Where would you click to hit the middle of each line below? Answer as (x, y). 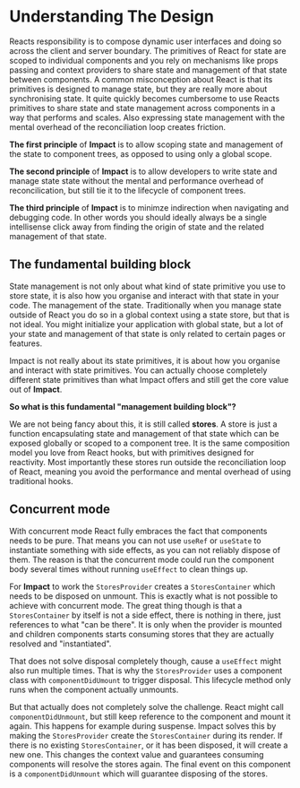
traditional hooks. (41, 481)
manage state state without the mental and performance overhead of (137, 180)
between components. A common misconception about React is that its (141, 79)
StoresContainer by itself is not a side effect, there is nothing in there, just (145, 615)
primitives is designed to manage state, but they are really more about (138, 89)
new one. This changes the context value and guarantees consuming (137, 754)
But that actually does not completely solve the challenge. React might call (146, 706)
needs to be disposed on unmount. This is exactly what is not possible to (144, 596)
